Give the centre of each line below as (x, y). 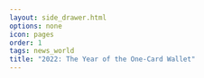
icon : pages (32, 34)
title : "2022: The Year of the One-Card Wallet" (102, 59)
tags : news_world (42, 51)
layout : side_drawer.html (58, 17)
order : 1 (26, 43)
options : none (36, 26)
